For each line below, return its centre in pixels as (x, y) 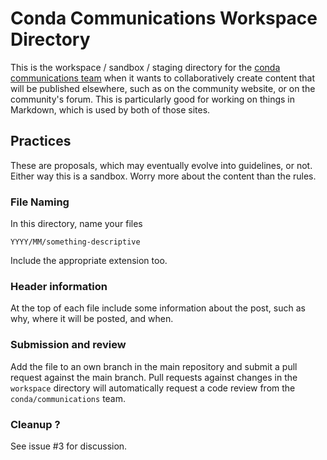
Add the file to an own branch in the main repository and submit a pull (154, 366)
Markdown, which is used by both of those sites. (110, 109)
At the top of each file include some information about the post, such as (158, 308)
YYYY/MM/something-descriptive (75, 242)
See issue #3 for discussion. (69, 446)
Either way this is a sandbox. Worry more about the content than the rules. (163, 176)
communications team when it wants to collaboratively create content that (162, 78)
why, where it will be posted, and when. (92, 319)
